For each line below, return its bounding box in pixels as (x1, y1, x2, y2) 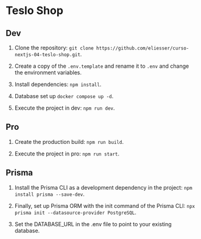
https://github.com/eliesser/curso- (96, 45, 189, 51)
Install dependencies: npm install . (14, 80, 102, 88)
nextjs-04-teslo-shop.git (14, 52, 80, 58)
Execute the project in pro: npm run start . (14, 150, 120, 157)
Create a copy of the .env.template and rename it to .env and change (14, 62, 189, 70)
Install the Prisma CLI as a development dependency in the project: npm (14, 184, 192, 191)
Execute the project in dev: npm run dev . (14, 104, 115, 112)
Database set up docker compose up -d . (14, 93, 114, 99)
